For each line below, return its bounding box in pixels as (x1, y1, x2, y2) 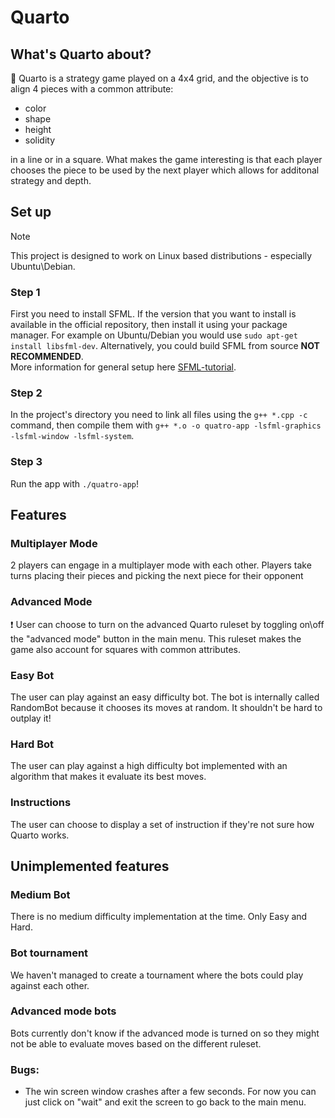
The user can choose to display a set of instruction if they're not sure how (10, 818, 315, 830)
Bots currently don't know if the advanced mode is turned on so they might (10, 1027, 320, 1039)
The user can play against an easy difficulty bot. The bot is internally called (10, 691, 320, 703)
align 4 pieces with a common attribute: (10, 83, 174, 95)
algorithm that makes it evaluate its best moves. (10, 771, 207, 783)
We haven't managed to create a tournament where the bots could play (10, 969, 304, 981)
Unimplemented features (10, 857, 170, 875)
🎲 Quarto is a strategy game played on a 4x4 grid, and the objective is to (10, 72, 309, 84)
